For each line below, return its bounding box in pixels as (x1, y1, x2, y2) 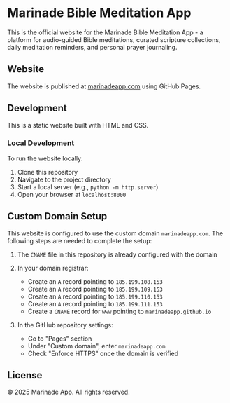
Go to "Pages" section (27, 334, 92, 343)
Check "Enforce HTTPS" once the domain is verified (27, 349, 179, 357)
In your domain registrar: (17, 264, 89, 272)
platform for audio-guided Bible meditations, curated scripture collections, (7, 35, 221, 43)
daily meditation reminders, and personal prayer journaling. (7, 43, 178, 51)
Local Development (7, 138, 75, 148)
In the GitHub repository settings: (17, 320, 113, 329)
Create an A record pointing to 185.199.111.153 (27, 299, 163, 308)
